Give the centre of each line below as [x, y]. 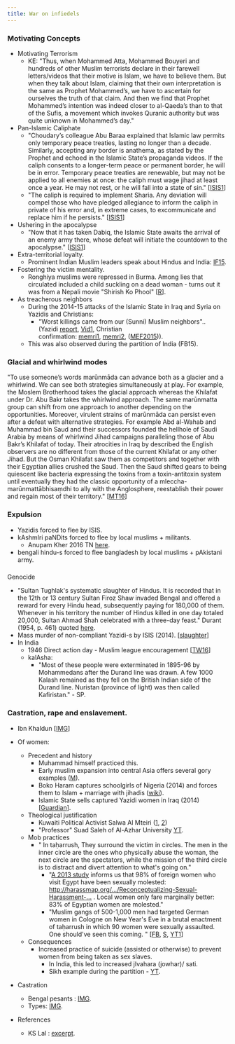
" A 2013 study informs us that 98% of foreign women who [132, 874]
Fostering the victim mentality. [61, 269]
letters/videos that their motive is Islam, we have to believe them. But [127, 76]
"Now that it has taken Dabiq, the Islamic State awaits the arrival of [124, 232]
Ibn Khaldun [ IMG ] [44, 728]
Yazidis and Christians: [61, 314]
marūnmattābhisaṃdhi [40, 489]
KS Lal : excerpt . [51, 1033]
